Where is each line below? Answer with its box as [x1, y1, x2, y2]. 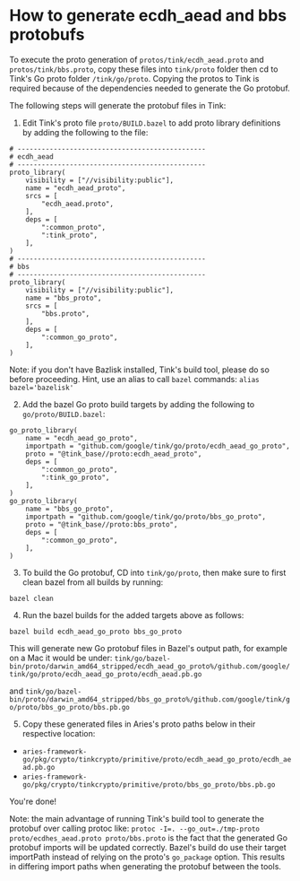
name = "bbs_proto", [25, 293, 102, 302]
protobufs [9, 24, 85, 45]
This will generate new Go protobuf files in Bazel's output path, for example [9, 642, 288, 653]
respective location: [21, 728, 96, 738]
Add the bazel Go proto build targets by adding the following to [21, 398, 255, 409]
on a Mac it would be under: [9, 652, 113, 663]
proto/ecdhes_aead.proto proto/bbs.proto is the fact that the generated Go [9, 832, 288, 843]
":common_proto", [41, 222, 106, 231]
